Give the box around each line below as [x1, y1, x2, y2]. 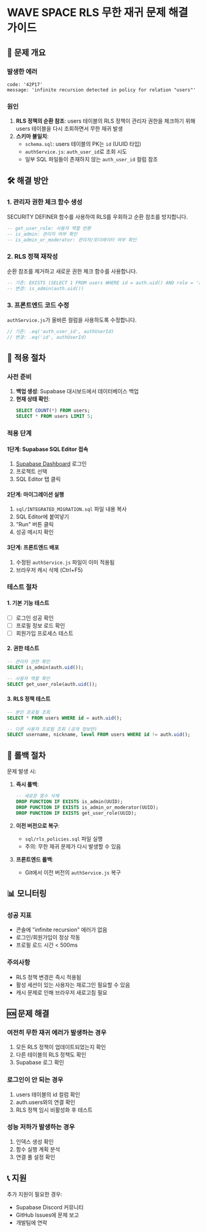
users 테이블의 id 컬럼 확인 [15, 1090, 81, 1098]
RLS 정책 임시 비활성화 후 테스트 [15, 1106, 93, 1114]
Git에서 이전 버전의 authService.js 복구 [24, 869, 121, 876]
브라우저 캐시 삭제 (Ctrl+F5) [15, 566, 83, 574]
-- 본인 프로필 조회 [7, 709, 51, 715]
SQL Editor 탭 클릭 [15, 475, 61, 483]
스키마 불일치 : [15, 133, 49, 140]
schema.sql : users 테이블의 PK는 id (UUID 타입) [24, 141, 142, 148]
